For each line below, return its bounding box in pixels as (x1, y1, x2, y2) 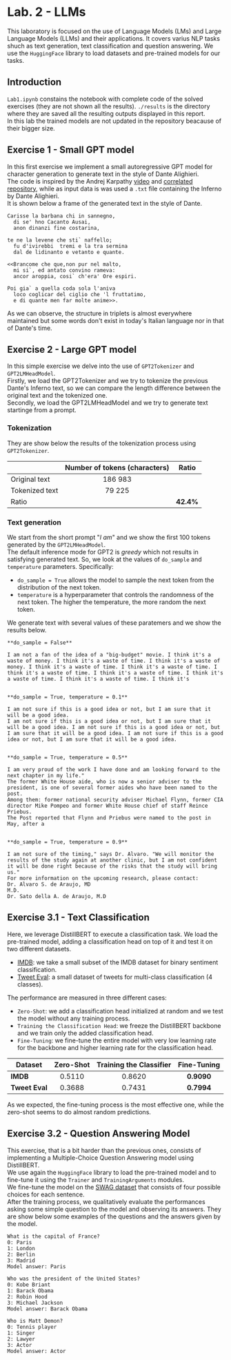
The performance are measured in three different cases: (7, 993, 167, 1002)
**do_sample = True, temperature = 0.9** (7, 838, 128, 846)
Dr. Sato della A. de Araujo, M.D (7, 893, 107, 900)
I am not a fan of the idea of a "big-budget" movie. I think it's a (7, 651, 212, 658)
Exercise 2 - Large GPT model (7, 343, 137, 356)
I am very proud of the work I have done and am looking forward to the (7, 766, 221, 773)
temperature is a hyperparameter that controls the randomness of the (17, 590, 214, 599)
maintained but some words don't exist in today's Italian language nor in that (7, 316, 224, 324)
